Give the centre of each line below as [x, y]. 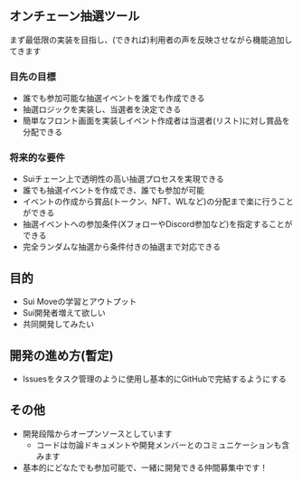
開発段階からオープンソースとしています [97, 433]
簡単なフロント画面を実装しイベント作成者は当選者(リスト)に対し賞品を [156, 121]
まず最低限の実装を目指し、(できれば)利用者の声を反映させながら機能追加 [147, 40]
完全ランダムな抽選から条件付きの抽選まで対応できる [122, 247]
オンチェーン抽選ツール [75, 16]
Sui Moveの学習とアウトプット [80, 302]
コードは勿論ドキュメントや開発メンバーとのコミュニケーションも [159, 445]
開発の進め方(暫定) [61, 355]
